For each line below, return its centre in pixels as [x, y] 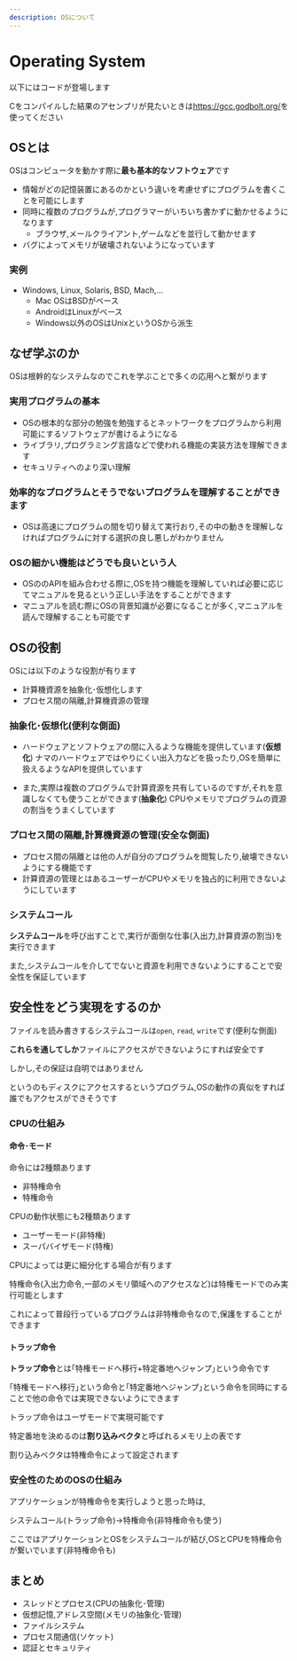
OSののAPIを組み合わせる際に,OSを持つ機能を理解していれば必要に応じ [153, 584]
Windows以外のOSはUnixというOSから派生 [114, 323]
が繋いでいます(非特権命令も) [63, 1550]
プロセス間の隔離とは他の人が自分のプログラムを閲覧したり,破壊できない [155, 856]
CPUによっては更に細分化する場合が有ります [91, 1265]
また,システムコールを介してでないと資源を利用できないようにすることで [142, 966]
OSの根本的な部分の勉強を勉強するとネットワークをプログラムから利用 [152, 422]
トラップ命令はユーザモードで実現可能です [87, 1417]
